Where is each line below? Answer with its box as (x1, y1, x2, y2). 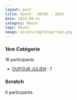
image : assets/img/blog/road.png (5, 30, 73, 34)
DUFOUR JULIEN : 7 (12, 66, 52, 72)
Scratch (5, 78, 24, 85)
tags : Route (5, 25, 29, 30)
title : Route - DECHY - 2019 (5, 12, 64, 17)
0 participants (5, 89, 33, 95)
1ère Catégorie (5, 46, 40, 52)
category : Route (5, 20, 38, 26)
